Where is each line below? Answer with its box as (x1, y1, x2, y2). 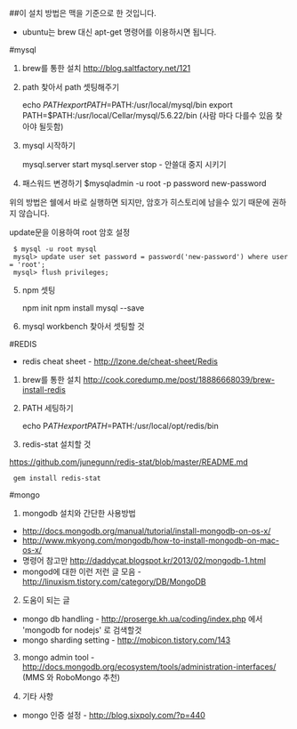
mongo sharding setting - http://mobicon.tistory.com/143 (21, 635, 231, 645)
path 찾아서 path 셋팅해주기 (21, 82, 120, 92)
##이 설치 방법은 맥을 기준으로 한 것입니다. (9, 8, 157, 18)
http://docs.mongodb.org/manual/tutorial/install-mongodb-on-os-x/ (21, 526, 271, 536)
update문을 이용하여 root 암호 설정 (9, 227, 131, 238)
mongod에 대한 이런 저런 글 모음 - (21, 566, 142, 577)
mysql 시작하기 (21, 141, 76, 150)
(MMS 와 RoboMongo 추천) (21, 672, 121, 683)
